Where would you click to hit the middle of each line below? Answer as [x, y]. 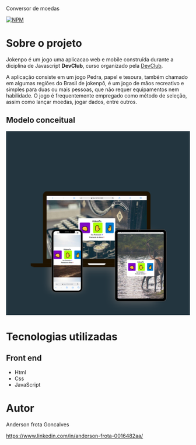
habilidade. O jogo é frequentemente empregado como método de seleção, [97, 95]
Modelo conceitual [41, 120]
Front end [24, 358]
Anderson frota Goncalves [38, 424]
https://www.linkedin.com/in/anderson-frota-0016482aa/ [75, 436]
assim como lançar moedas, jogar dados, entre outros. [72, 102]
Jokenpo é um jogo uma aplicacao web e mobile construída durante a [90, 59]
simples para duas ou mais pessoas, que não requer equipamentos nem [93, 89]
